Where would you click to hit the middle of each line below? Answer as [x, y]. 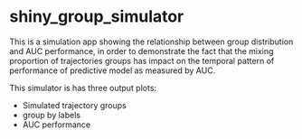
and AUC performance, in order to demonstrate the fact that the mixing [142, 51]
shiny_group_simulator [97, 17]
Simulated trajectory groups [74, 105]
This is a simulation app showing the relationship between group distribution [151, 42]
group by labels [52, 115]
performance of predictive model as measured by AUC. [113, 70]
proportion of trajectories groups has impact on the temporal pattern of [142, 60]
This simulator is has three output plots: [83, 88]
